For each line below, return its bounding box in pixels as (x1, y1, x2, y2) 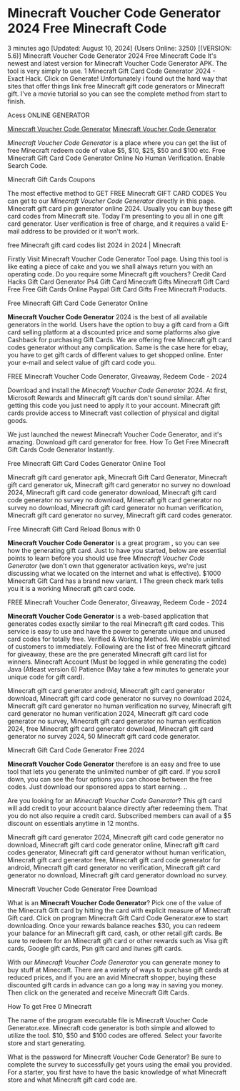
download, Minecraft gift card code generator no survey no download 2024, (7, 694, 231, 702)
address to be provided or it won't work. (21, 226, 139, 235)
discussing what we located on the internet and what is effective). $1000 (7, 569, 221, 577)
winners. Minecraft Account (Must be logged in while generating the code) (7, 657, 227, 666)
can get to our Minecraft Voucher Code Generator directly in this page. (7, 196, 216, 205)
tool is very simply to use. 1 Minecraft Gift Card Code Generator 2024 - (7, 66, 216, 75)
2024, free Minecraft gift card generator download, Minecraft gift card (7, 724, 214, 733)
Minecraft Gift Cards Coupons (7, 175, 96, 184)
